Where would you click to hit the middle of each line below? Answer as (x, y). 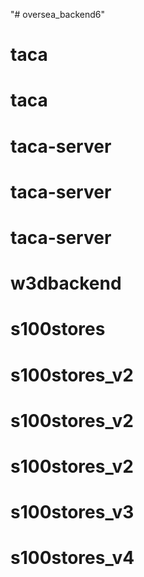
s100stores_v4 (72, 558)
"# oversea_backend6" (58, 14)
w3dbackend (66, 283)
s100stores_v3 (72, 512)
